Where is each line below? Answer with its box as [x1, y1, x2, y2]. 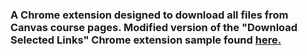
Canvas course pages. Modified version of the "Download [10, 20, 298, 34]
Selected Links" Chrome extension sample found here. [10, 33, 282, 47]
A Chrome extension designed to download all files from [10, 8, 289, 22]
